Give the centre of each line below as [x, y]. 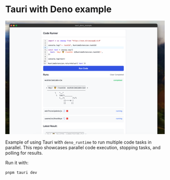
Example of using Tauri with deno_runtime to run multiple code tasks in [78, 142]
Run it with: [17, 163]
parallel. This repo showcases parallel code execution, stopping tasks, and [83, 148]
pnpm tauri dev [21, 173]
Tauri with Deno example [59, 9]
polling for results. [24, 153]
